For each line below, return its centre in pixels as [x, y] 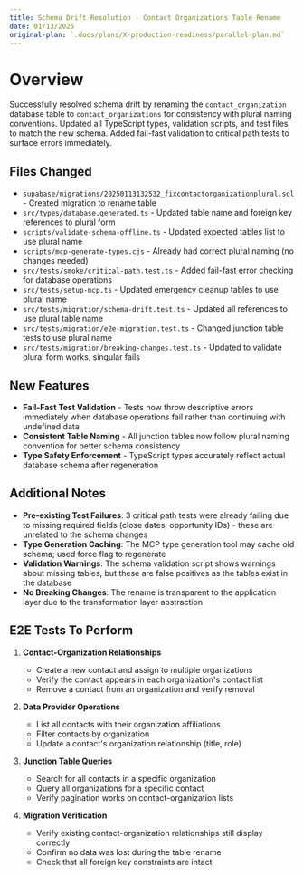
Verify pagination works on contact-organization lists [135, 797]
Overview [47, 79]
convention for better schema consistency [101, 446]
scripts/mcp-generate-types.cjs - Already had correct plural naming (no [158, 251]
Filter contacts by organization [93, 734]
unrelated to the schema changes [85, 534]
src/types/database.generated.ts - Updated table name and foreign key [157, 213]
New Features [49, 385]
